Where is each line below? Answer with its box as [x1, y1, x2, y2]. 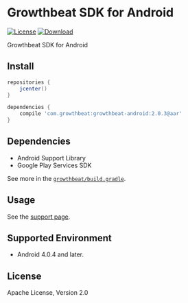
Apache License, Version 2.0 [7, 289, 89, 297]
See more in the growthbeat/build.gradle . [7, 174, 126, 182]
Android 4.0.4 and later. [16, 250, 84, 258]
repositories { [7, 79, 51, 86]
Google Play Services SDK [16, 161, 92, 169]
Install [7, 60, 34, 73]
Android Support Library [16, 154, 86, 162]
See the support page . [7, 213, 71, 221]
